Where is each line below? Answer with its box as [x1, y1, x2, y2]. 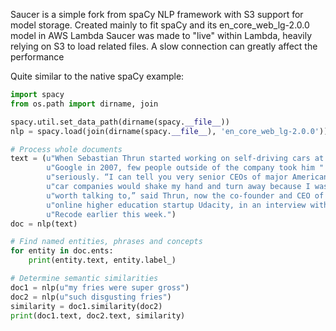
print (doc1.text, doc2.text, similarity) [10, 310, 186, 321]
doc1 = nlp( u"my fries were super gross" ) [10, 282, 190, 293]
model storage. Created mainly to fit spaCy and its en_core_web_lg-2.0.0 [10, 19, 310, 31]
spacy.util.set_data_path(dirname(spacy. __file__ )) [10, 117, 230, 127]
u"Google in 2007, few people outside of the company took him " [46, 163, 325, 173]
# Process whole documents [10, 144, 123, 154]
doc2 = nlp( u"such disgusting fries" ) [10, 292, 172, 302]
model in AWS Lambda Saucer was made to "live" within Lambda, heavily [10, 30, 313, 41]
